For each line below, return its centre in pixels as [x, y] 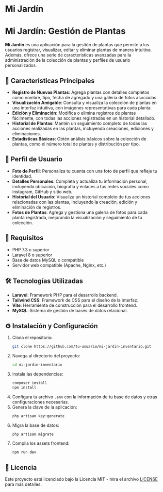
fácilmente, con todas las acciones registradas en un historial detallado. [84, 118]
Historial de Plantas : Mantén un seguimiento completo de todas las [79, 123]
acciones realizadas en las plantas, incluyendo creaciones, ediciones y [83, 128]
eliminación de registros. [37, 207]
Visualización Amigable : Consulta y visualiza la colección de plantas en [84, 103]
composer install [30, 383]
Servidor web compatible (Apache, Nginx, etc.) [59, 265]
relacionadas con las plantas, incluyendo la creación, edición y [74, 202]
